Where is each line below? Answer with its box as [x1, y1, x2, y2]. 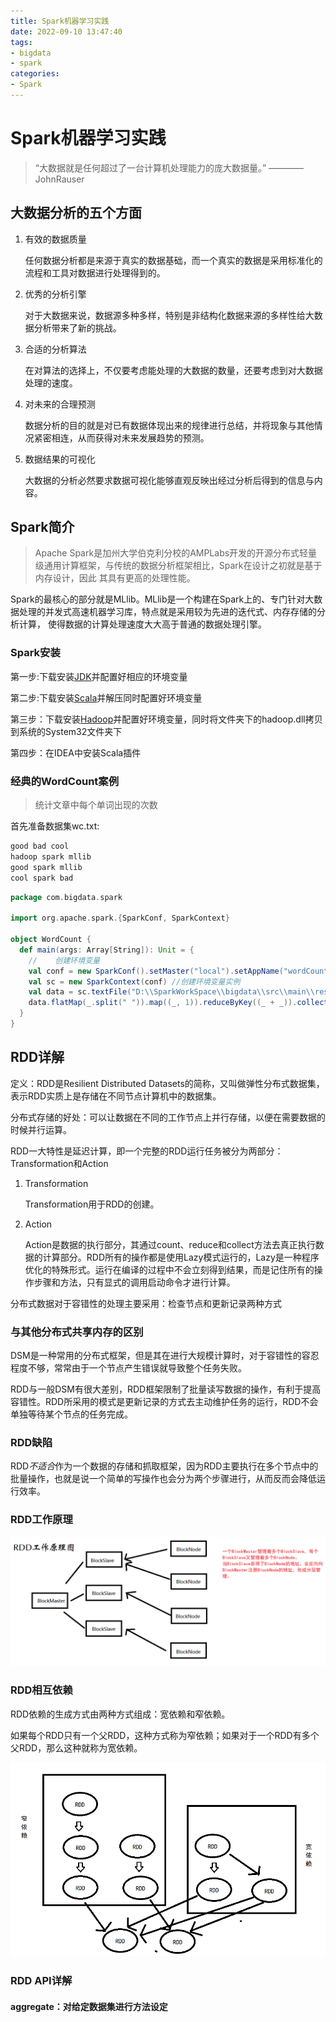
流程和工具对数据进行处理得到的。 [24, 266, 166, 279]
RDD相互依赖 [10, 1683, 73, 1697]
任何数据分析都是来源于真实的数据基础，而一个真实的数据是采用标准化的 [24, 254, 323, 266]
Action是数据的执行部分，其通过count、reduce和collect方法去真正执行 [24, 1238, 316, 1250]
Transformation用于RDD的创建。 [24, 1198, 160, 1210]
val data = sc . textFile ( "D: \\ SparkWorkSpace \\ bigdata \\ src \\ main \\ [28, 987, 315, 997]
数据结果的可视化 [24, 453, 96, 465]
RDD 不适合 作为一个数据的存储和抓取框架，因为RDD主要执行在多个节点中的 [10, 1460, 319, 1472]
